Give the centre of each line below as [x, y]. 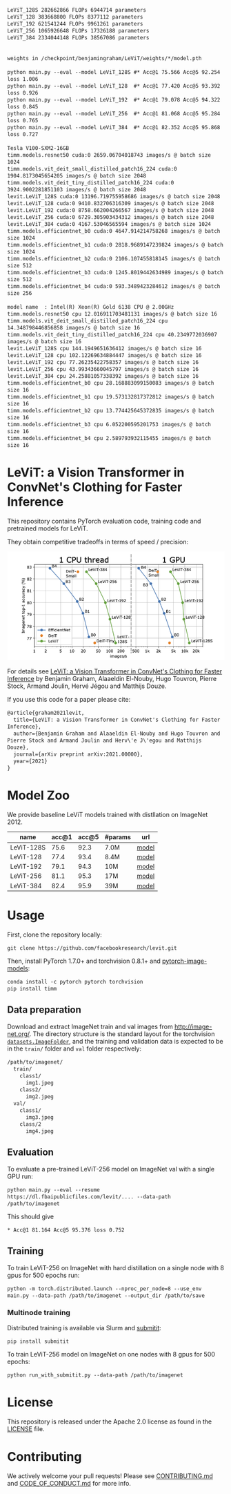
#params [118, 837]
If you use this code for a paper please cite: [69, 699]
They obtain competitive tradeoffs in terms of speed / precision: [98, 542]
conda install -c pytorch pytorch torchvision [75, 982]
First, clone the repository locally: [54, 935]
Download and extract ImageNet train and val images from [90, 1026]
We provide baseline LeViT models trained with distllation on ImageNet [108, 814]
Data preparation [44, 1010]
